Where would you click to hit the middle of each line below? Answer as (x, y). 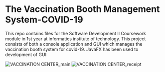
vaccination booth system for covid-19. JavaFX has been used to (72, 49)
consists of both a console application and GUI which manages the (74, 44)
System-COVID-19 (44, 20)
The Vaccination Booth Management (82, 9)
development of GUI (26, 54)
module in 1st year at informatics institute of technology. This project (76, 39)
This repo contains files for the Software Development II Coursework (76, 33)
